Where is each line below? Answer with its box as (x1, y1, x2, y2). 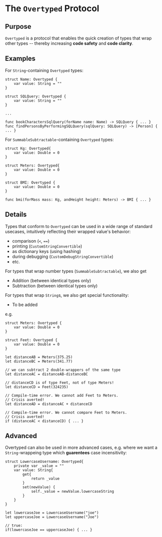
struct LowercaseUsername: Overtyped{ (5, 459, 84, 464)
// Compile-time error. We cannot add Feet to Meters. (5, 393, 119, 398)
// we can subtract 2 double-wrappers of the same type (5, 367, 121, 372)
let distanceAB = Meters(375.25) (5, 354, 73, 360)
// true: (5, 523, 23, 528)
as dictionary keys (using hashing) (12, 248, 81, 254)
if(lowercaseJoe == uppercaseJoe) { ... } (5, 527, 92, 533)
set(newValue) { (22, 485, 55, 490)
